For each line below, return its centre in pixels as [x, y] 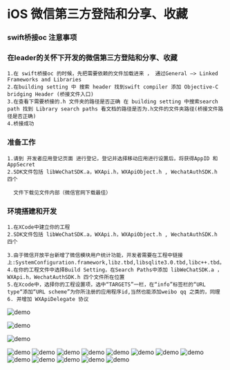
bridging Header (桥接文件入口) [51, 95]
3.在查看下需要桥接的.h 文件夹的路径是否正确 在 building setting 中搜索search [113, 102]
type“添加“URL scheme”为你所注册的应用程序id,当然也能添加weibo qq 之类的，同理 [114, 292]
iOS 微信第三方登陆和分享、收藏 [98, 14]
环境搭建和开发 [32, 211]
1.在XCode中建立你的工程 [39, 227]
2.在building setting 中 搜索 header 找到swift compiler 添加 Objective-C [113, 87]
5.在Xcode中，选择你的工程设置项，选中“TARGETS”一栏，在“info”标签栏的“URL [106, 284]
